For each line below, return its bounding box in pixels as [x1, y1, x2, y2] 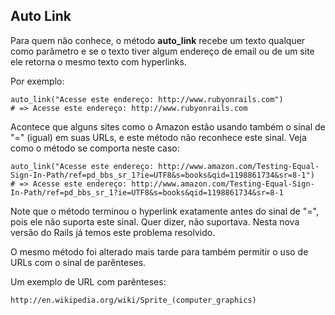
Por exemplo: [10, 75, 65, 87]
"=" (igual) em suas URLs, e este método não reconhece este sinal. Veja [10, 131, 307, 143]
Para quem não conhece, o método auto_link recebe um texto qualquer [10, 34, 306, 46]
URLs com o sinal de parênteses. [10, 256, 147, 268]
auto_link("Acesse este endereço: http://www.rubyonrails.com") [10, 94, 284, 104]
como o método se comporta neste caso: [10, 142, 180, 154]
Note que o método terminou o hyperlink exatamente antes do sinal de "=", [10, 205, 319, 217]
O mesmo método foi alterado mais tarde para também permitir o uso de [10, 245, 309, 258]
